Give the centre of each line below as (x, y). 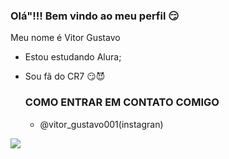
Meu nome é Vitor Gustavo (65, 38)
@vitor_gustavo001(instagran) (101, 124)
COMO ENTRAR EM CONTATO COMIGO (122, 102)
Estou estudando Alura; (73, 57)
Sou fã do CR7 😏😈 (65, 76)
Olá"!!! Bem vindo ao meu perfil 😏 (95, 16)
